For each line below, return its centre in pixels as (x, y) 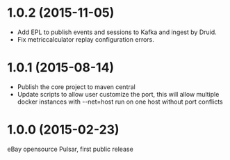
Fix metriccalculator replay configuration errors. (86, 39)
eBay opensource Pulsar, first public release (70, 149)
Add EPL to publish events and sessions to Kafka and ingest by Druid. (117, 32)
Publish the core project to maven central (76, 87)
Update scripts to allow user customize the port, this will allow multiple (118, 94)
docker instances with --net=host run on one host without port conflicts (120, 102)
